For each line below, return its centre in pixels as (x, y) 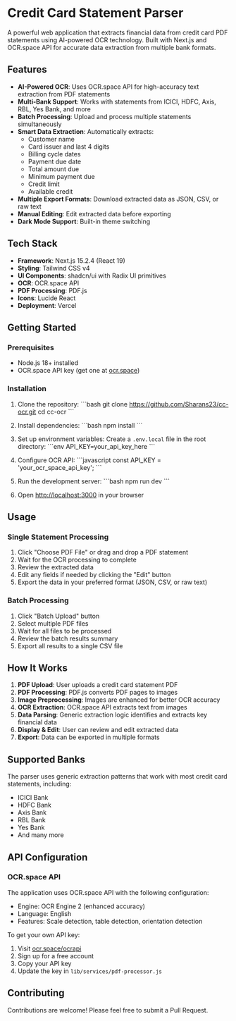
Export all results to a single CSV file (70, 645)
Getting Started (42, 327)
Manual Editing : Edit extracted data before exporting (94, 214)
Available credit (50, 191)
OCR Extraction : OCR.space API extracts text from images (103, 707)
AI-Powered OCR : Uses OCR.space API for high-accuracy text (108, 87)
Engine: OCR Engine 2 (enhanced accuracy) (81, 906)
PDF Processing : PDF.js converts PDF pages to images (98, 693)
